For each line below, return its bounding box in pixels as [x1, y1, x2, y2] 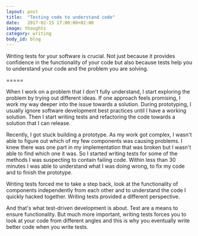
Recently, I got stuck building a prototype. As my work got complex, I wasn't [6, 131, 192, 138]
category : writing [6, 31, 52, 37]
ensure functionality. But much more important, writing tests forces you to [6, 211, 187, 218]
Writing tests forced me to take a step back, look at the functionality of [6, 180, 178, 187]
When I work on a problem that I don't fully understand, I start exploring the [6, 88, 190, 95]
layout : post [6, 8, 39, 15]
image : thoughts [6, 25, 46, 31]
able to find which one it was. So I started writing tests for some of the [6, 150, 178, 157]
